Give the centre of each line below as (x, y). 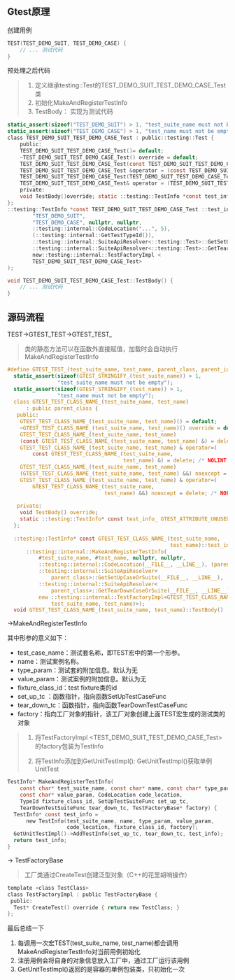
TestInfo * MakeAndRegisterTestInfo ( (60, 782)
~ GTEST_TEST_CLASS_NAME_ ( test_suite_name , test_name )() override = (120, 428)
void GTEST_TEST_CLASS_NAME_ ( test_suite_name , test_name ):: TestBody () (119, 610)
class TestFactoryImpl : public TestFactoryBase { (83, 894)
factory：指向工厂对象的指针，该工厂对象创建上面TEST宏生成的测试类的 (121, 714)
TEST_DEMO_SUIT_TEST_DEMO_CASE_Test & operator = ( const (103, 170)
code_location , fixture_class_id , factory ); (133, 828)
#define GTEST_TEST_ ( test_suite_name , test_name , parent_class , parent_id (119, 369)
